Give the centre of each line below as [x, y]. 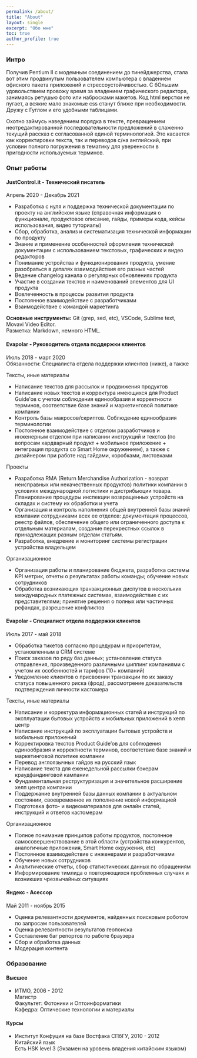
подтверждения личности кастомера [61, 689]
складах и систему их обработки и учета [66, 503]
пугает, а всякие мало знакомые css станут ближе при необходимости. [96, 104]
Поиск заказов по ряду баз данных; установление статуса [88, 658]
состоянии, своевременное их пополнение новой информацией [95, 800]
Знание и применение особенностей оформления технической [94, 244]
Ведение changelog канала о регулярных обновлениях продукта [96, 275]
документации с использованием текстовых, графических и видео [99, 251]
